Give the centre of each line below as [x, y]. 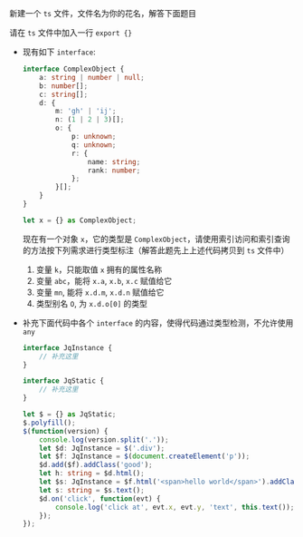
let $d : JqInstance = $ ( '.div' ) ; [102, 448]
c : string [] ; [64, 94]
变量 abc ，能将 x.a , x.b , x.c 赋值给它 [104, 280]
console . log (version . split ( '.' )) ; [104, 439]
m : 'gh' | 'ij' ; [86, 112]
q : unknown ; [94, 145]
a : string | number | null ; [92, 77]
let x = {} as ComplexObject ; [80, 220]
